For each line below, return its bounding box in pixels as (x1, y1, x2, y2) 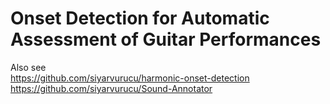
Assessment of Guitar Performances (10, 28, 322, 51)
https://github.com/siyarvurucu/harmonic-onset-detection (10, 72, 250, 84)
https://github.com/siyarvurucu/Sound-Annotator (10, 82, 213, 94)
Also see (10, 61, 47, 73)
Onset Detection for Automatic (10, 7, 270, 30)
